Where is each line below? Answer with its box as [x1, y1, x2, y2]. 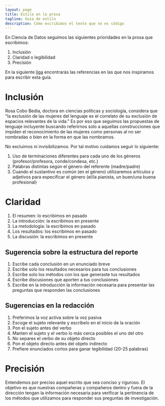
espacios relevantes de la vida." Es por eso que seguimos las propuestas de [5, 119, 160, 125]
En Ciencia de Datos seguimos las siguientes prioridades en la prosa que [5, 34, 153, 40]
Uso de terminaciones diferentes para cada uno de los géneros [12, 153, 141, 159]
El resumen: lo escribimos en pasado [12, 213, 88, 219]
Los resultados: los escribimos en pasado [12, 228, 97, 234]
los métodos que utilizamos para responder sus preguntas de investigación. [5, 395, 159, 401]
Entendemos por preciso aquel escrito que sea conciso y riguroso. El [5, 379, 145, 385]
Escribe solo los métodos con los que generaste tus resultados [12, 271, 140, 277]
